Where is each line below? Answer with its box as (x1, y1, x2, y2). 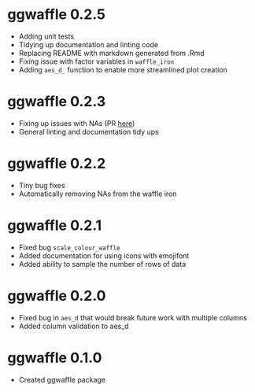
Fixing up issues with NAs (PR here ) (18, 118, 135, 128)
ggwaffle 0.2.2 (7, 155, 106, 172)
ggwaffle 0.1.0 (7, 349, 102, 367)
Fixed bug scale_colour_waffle (18, 242, 120, 252)
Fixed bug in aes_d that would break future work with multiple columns (18, 312, 247, 322)
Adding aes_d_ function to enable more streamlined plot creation (18, 65, 227, 74)
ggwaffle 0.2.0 (7, 287, 106, 305)
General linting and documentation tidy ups (18, 127, 159, 136)
